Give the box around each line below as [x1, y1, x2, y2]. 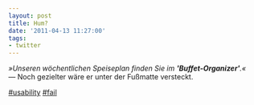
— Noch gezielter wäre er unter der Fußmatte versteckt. [8, 72, 194, 82]
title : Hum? [8, 19, 48, 27]
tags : [8, 34, 27, 42]
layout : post [8, 11, 52, 20]
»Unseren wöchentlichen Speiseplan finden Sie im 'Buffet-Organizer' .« [8, 63, 247, 73]
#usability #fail [8, 87, 58, 97]
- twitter [8, 42, 42, 50]
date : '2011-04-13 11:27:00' [8, 26, 106, 34]
